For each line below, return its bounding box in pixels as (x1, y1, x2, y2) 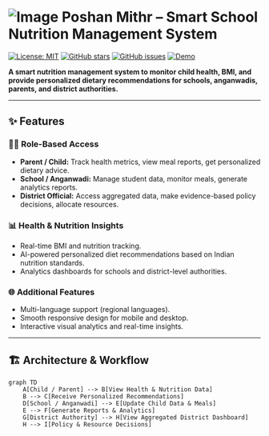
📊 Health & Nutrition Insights (8, 220, 124, 231)
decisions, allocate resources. (19, 199, 119, 209)
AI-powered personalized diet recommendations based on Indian (19, 249, 235, 259)
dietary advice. (19, 165, 70, 175)
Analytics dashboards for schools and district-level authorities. (19, 266, 227, 276)
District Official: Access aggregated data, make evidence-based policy (19, 190, 256, 200)
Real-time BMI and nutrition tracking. (19, 241, 142, 250)
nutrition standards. (19, 258, 85, 267)
